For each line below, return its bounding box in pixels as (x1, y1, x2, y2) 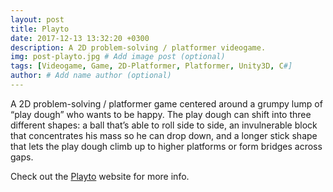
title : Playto (10, 24, 70, 34)
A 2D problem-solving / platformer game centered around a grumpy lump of (10, 97, 323, 110)
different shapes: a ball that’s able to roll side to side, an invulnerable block (10, 119, 318, 131)
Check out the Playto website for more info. (10, 170, 190, 182)
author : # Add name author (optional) (10, 71, 172, 81)
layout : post (10, 14, 65, 25)
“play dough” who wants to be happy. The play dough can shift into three (10, 108, 312, 120)
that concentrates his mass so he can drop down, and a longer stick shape (10, 129, 318, 141)
